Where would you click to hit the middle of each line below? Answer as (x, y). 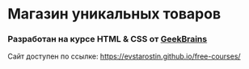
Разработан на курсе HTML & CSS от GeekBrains (108, 39)
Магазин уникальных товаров (114, 14)
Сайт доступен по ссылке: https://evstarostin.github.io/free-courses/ (124, 56)
